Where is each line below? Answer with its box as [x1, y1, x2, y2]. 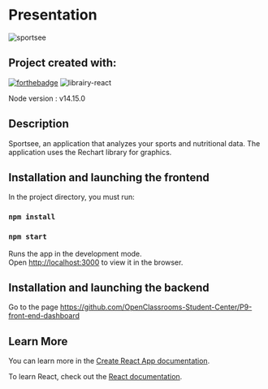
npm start [8, 232, 47, 241]
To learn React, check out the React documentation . [8, 372, 183, 382]
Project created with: [8, 56, 117, 70]
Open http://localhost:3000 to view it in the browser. [8, 257, 184, 267]
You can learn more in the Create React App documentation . [8, 356, 210, 366]
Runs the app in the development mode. [8, 249, 142, 258]
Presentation [8, 6, 97, 24]
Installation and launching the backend [8, 280, 210, 294]
